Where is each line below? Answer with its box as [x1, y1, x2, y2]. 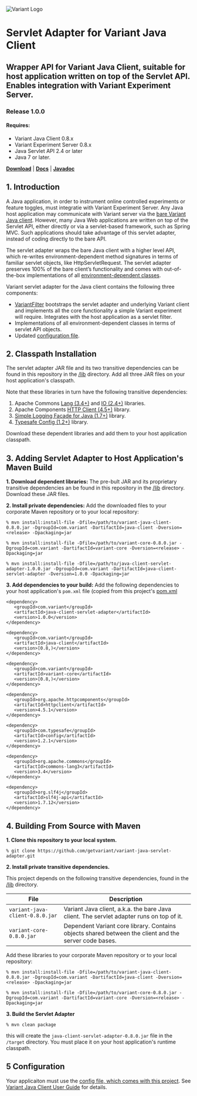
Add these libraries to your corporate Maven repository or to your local [6, 951, 177, 958]
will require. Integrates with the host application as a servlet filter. [14, 313, 173, 320]
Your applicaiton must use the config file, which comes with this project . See [6, 1077, 191, 1084]
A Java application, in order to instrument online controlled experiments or [6, 198, 186, 205]
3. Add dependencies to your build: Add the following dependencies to [6, 581, 179, 588]
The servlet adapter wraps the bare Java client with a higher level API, [6, 246, 176, 254]
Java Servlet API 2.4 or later [14, 147, 83, 154]
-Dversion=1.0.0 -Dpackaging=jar [47, 571, 130, 577]
